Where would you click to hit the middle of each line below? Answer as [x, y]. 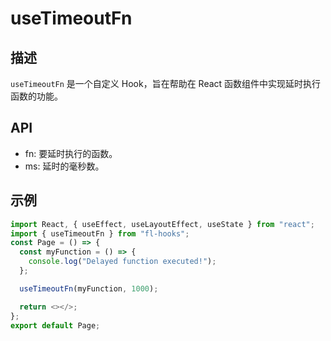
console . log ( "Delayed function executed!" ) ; [122, 262]
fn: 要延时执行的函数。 [71, 153]
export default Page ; [55, 325]
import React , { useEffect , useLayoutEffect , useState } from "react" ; [162, 224]
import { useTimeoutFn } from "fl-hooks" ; [100, 233]
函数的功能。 [36, 96]
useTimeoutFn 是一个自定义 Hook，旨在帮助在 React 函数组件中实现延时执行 [166, 83]
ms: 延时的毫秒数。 [64, 166]
